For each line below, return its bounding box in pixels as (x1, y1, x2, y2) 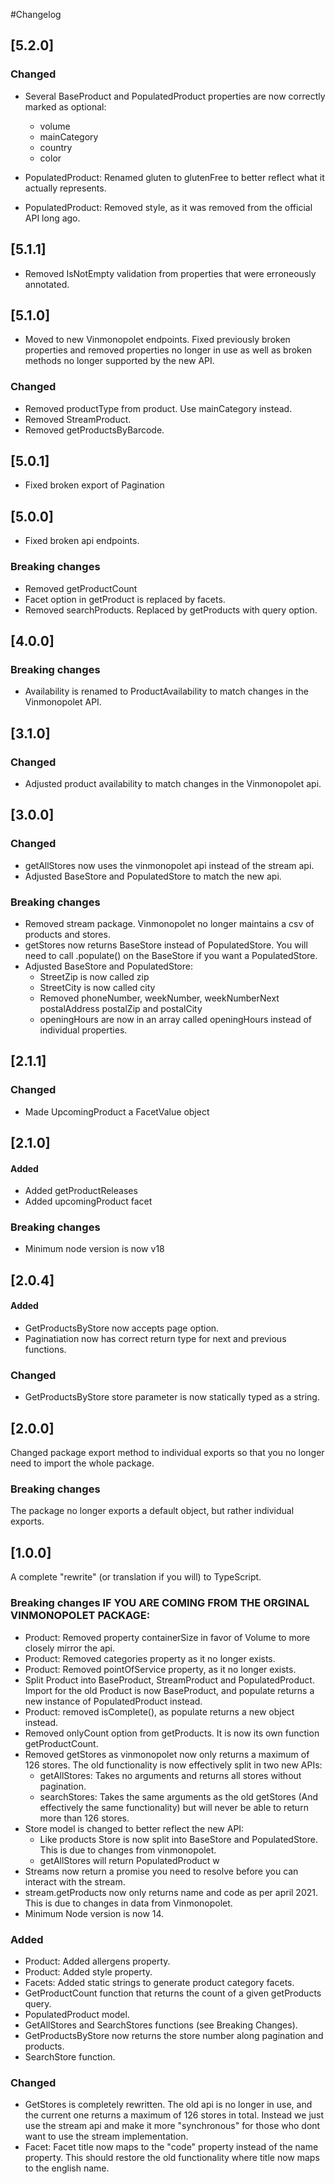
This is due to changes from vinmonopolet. (39, 1844, 217, 1856)
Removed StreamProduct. (24, 413, 132, 425)
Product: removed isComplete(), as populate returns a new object (24, 1705, 295, 1718)
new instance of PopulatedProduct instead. (24, 1695, 203, 1707)
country (39, 141, 73, 153)
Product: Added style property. (24, 1965, 153, 1978)
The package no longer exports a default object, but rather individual (10, 1505, 295, 1517)
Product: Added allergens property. (24, 1955, 171, 1967)
